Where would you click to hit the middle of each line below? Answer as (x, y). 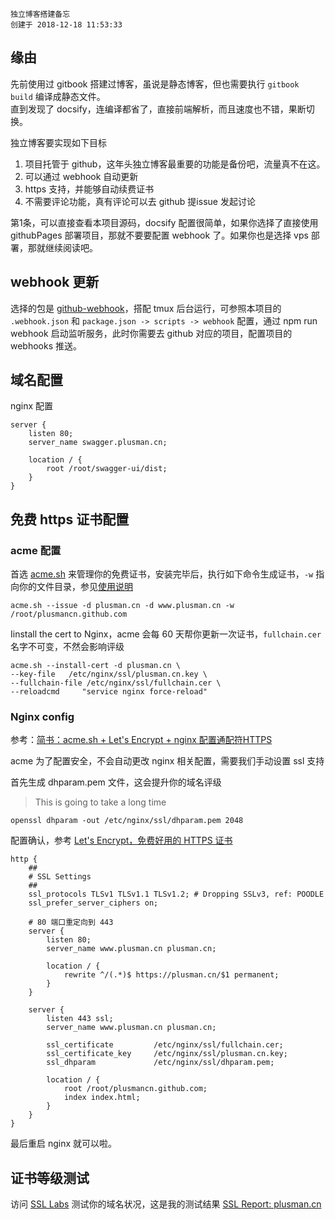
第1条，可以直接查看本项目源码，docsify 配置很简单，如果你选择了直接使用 (164, 222)
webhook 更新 (55, 282)
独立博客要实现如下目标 (58, 142)
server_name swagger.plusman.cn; (98, 443)
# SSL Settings (60, 877)
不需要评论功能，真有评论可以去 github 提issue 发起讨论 (140, 201)
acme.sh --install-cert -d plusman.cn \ (96, 666)
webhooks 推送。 (46, 345)
